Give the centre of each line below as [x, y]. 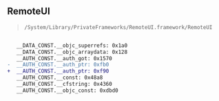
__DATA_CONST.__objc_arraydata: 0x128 [72, 52]
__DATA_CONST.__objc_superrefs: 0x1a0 [72, 45]
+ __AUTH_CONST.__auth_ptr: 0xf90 [58, 71]
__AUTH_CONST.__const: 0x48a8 [60, 78]
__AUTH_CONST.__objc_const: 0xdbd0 [67, 90]
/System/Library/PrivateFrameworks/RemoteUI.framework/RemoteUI [118, 27]
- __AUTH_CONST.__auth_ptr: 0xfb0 [58, 65]
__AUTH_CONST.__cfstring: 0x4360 [64, 84]
